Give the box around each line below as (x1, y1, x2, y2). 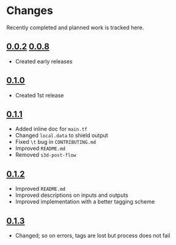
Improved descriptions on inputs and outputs (15, 191, 128, 199)
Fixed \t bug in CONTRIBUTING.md (15, 138, 97, 146)
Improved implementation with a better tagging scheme (15, 198, 155, 205)
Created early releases (15, 57, 73, 65)
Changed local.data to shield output (15, 132, 108, 139)
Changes (6, 4, 53, 18)
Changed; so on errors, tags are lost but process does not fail (15, 232, 170, 239)
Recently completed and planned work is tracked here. (6, 24, 144, 31)
